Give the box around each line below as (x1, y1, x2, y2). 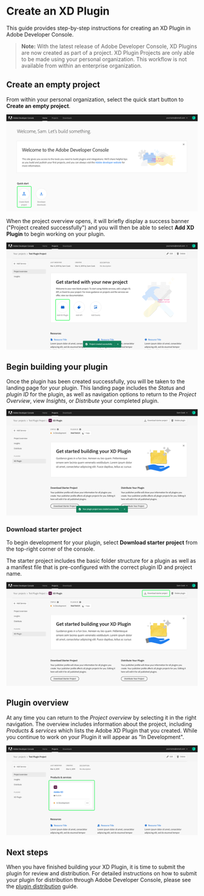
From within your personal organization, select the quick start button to (6, 95, 184, 103)
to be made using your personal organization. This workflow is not (21, 55, 187, 63)
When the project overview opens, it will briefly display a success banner (6, 217, 189, 224)
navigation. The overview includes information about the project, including (6, 720, 192, 728)
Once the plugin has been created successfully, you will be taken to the (6, 378, 185, 385)
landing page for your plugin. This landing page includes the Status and (6, 384, 185, 391)
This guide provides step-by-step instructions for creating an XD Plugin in (6, 24, 191, 32)
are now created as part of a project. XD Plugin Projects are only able (21, 49, 195, 56)
